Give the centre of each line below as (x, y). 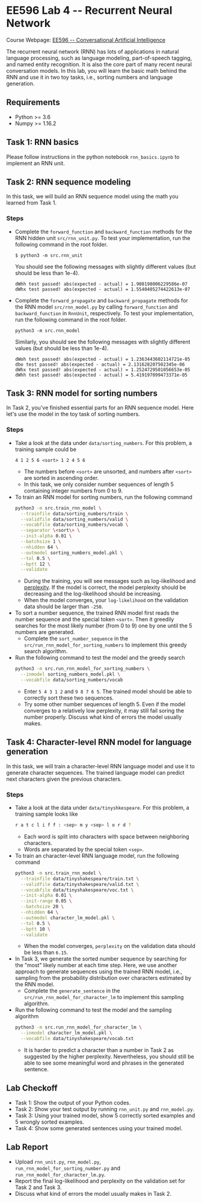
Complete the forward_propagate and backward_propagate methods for (101, 300)
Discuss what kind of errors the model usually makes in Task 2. (93, 1193)
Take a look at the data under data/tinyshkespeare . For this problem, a (102, 808)
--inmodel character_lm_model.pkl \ (66, 1033)
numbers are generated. (45, 632)
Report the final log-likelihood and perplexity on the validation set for (100, 1181)
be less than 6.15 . (46, 952)
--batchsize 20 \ (42, 907)
